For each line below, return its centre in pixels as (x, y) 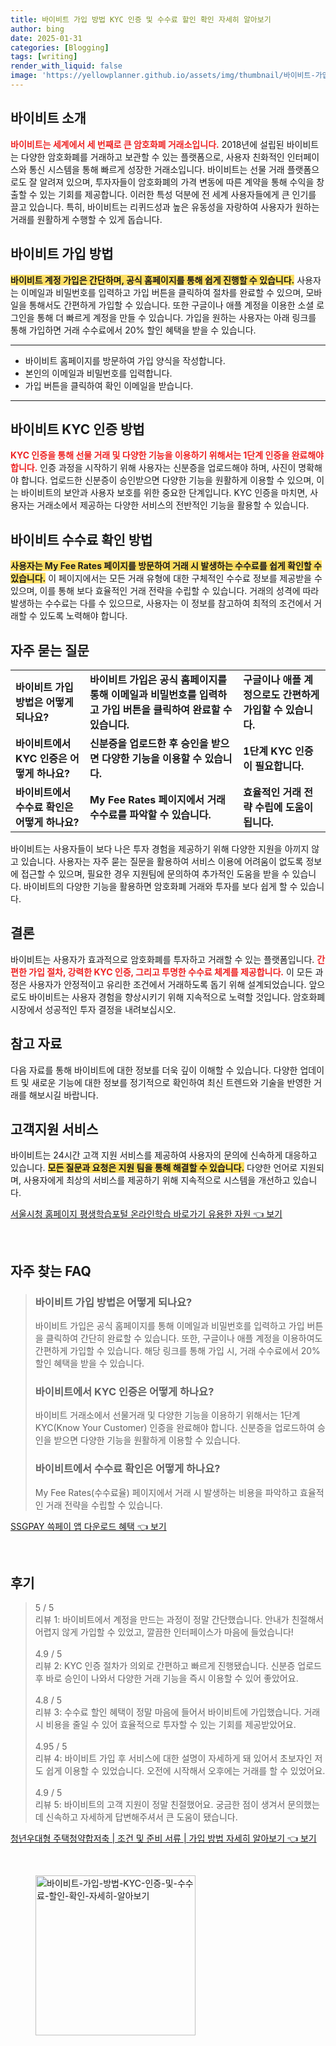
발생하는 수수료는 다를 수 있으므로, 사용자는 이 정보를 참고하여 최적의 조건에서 (161, 603)
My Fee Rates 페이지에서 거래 (157, 799)
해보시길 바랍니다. (63, 1095)
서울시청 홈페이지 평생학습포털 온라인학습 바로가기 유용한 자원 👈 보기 (146, 1214)
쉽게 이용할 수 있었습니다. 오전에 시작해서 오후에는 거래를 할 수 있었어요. (185, 1771)
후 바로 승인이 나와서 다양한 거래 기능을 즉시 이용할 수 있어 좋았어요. (166, 1678)
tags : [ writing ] (44, 57)
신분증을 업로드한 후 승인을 (149, 743)
